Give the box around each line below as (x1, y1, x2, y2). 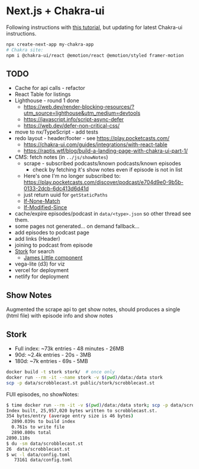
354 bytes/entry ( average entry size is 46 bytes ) (6, 413, 134, 419)
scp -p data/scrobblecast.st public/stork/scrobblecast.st (6, 380, 155, 386)
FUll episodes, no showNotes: (6, 390, 79, 397)
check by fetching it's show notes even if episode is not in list (32, 166, 182, 173)
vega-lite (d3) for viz (14, 260, 65, 267)
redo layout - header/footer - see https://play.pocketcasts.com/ (14, 135, 170, 142)
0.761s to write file (11, 424, 65, 430)
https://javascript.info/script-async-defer (23, 116, 124, 123)
